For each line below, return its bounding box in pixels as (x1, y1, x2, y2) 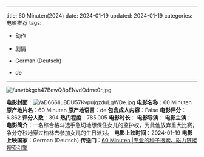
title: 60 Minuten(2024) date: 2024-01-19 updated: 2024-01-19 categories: (6, 12, 193, 19)
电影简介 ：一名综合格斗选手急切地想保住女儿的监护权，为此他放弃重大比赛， (6, 122, 198, 129)
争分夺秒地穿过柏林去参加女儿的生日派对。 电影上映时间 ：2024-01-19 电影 (6, 129, 193, 136)
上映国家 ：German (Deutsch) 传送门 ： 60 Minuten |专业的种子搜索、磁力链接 (6, 137, 197, 144)
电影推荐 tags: (6, 19, 42, 26)
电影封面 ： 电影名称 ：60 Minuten (6, 99, 192, 106)
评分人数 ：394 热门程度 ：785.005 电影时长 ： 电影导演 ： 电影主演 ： (22, 114, 192, 121)
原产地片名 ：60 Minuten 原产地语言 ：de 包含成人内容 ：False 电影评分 (6, 107, 182, 113)
